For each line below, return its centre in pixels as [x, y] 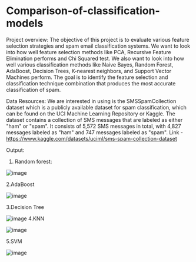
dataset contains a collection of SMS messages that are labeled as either [94, 120]
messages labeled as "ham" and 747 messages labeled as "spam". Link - [95, 132]
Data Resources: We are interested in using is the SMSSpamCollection [91, 101]
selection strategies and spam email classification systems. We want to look [98, 46]
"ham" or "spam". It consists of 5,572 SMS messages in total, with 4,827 [94, 126]
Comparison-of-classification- [83, 11]
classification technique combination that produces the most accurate [91, 83]
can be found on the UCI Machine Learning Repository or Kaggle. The [91, 114]
